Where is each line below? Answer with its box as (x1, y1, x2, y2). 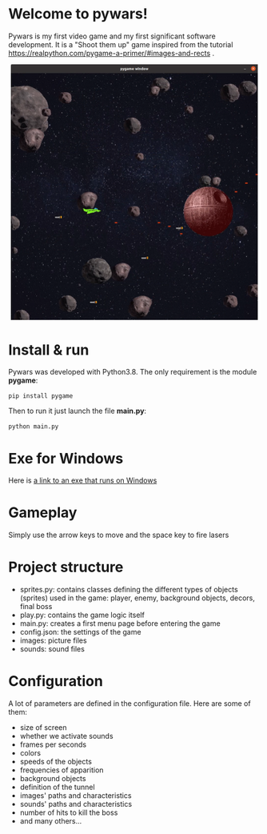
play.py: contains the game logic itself (19, 610, 145, 620)
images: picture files (19, 636, 87, 645)
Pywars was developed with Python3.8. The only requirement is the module (8, 367, 257, 377)
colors (19, 748, 42, 758)
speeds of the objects (19, 757, 92, 767)
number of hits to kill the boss (19, 808, 118, 817)
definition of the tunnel (19, 782, 95, 792)
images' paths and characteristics (19, 791, 132, 800)
